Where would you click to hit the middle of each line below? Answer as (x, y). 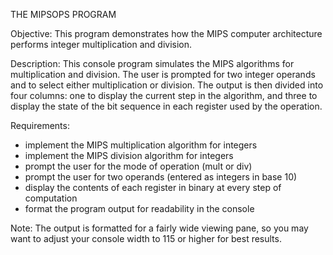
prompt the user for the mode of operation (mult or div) (138, 166)
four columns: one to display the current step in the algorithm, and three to (164, 95)
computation (51, 198)
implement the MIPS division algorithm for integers (129, 155)
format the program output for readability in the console (139, 208)
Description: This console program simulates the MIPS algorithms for (152, 63)
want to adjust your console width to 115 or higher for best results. (146, 238)
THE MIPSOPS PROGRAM (63, 14)
